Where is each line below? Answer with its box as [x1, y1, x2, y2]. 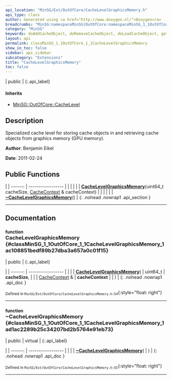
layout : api [5, 36, 31, 41]
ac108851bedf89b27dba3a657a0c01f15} [5, 247, 109, 254]
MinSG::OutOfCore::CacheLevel [12, 102, 80, 108]
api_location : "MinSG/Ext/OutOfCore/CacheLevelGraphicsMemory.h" [5, 7, 147, 13]
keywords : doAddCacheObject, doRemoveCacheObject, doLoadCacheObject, [5, 31, 159, 36]
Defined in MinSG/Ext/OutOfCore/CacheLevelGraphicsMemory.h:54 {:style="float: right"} [5, 289, 162, 297]
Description [5, 116, 44, 125]
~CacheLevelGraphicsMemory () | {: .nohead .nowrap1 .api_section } [5, 194, 151, 200]
